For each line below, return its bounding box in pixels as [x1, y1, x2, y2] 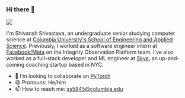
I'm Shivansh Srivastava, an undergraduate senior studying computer [6, 30, 176, 37]
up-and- [159, 55, 180, 62]
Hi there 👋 [6, 5, 36, 14]
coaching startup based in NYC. [25, 61, 104, 68]
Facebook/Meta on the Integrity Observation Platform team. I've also [6, 48, 174, 55]
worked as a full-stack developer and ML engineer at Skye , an [6, 55, 158, 62]
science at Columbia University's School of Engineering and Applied [6, 36, 173, 43]
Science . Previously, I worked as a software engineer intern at [6, 43, 157, 50]
